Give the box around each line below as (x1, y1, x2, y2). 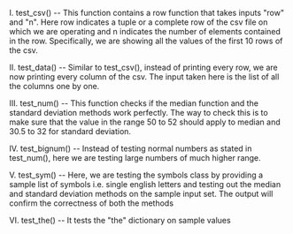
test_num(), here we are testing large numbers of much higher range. (9, 153, 261, 162)
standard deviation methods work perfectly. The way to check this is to (9, 108, 268, 117)
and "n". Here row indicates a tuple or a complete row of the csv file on (9, 17, 268, 27)
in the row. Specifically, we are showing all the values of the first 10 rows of (9, 35, 283, 46)
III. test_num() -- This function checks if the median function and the (9, 98, 259, 109)
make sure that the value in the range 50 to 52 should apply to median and (9, 117, 281, 127)
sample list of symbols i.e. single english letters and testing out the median (9, 179, 281, 189)
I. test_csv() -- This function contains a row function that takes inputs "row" (9, 8, 285, 18)
